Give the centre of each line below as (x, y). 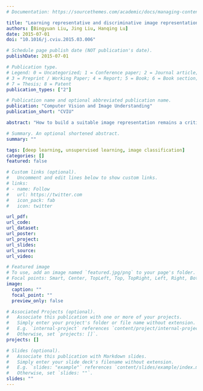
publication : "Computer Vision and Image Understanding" (79, 106)
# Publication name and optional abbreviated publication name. (89, 100)
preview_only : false (37, 301)
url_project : (23, 239)
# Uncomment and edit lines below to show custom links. (82, 178)
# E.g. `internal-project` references (58, 329)
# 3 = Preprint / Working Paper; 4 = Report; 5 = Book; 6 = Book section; (102, 78)
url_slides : (21, 245)
